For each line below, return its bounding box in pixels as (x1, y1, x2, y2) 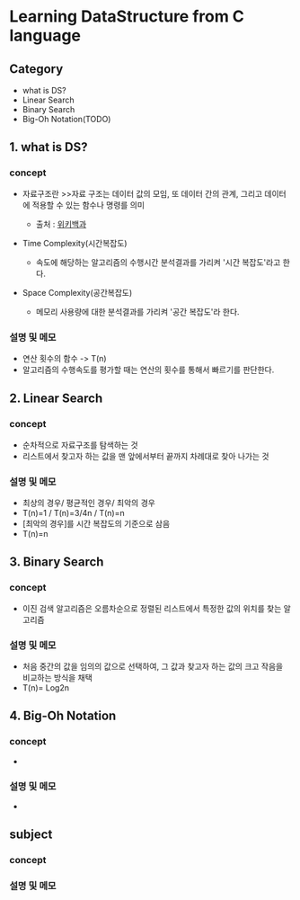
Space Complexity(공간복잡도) (22, 287, 133, 298)
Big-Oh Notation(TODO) (22, 114, 111, 124)
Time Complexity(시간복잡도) (22, 237, 128, 248)
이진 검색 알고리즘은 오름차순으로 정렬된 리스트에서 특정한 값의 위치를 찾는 (22, 602, 282, 613)
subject (9, 827, 53, 842)
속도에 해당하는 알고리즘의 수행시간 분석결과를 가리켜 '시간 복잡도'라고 (35, 256, 281, 267)
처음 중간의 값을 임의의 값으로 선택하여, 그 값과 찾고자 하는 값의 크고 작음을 (22, 661, 284, 672)
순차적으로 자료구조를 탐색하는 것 (22, 439, 138, 450)
